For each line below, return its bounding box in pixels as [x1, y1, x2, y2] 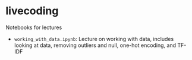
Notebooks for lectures [5, 24, 62, 31]
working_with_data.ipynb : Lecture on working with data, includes [14, 35, 174, 42]
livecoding [5, 4, 59, 18]
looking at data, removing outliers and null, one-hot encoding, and [14, 42, 177, 49]
